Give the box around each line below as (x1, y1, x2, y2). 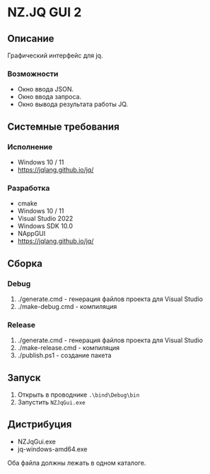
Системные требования (7, 120, 120, 132)
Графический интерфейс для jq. (7, 51, 103, 60)
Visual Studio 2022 (17, 214, 74, 223)
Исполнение (7, 142, 53, 152)
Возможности (7, 69, 59, 79)
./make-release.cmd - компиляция (17, 344, 120, 352)
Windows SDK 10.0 (17, 222, 73, 230)
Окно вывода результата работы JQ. (17, 100, 129, 108)
